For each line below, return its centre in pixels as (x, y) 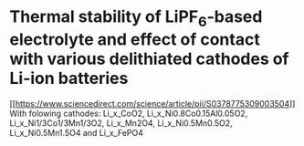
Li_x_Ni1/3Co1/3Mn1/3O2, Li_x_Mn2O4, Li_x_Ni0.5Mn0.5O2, (121, 123)
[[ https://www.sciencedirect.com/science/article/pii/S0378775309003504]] (152, 103)
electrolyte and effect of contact (135, 39)
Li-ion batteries (69, 78)
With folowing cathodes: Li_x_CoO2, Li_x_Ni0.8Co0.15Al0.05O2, (129, 113)
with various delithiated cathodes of (149, 59)
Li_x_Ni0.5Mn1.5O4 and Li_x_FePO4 (77, 132)
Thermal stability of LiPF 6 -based (136, 18)
